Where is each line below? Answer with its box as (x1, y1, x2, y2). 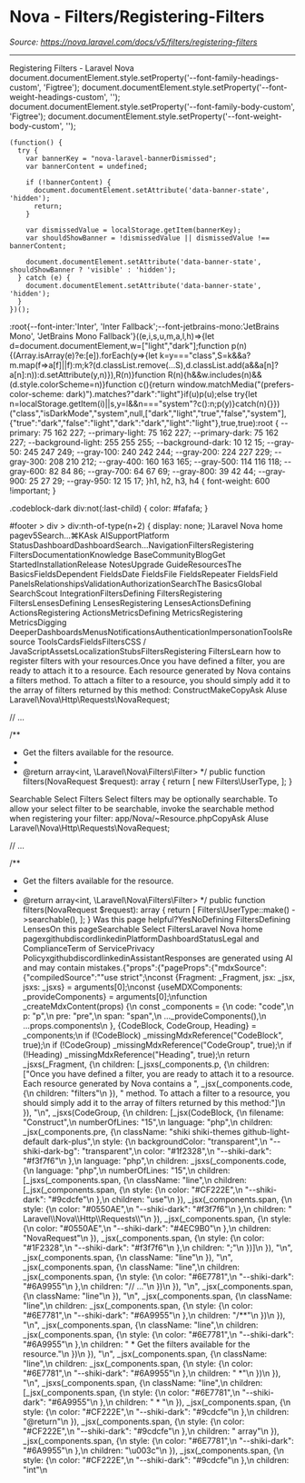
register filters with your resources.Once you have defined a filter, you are (9, 655, 286, 666)
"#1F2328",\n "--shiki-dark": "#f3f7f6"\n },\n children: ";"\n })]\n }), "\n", (22, 1242, 293, 1253)
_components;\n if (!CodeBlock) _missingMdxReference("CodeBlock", (22, 1030, 284, 1040)
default (22, 1136, 50, 1147)
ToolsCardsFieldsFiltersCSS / (37, 636, 147, 647)
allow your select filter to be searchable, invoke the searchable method (9, 802, 275, 814)
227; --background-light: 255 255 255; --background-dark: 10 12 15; (9, 436, 265, 447)
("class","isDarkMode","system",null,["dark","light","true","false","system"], (9, 407, 287, 419)
